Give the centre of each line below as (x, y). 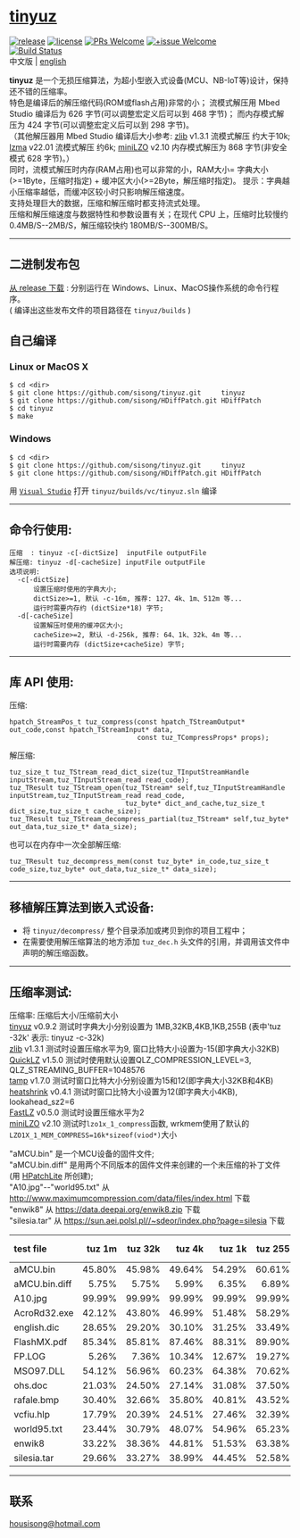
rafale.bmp (37, 1400)
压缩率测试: (41, 992)
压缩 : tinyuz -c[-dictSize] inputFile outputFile (108, 553)
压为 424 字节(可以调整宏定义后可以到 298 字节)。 (102, 125)
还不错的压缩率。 (41, 91)
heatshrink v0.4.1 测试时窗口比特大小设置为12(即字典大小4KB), (124, 1092)
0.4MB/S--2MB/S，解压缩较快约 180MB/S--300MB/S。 (111, 225)
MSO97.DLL (39, 1370)
